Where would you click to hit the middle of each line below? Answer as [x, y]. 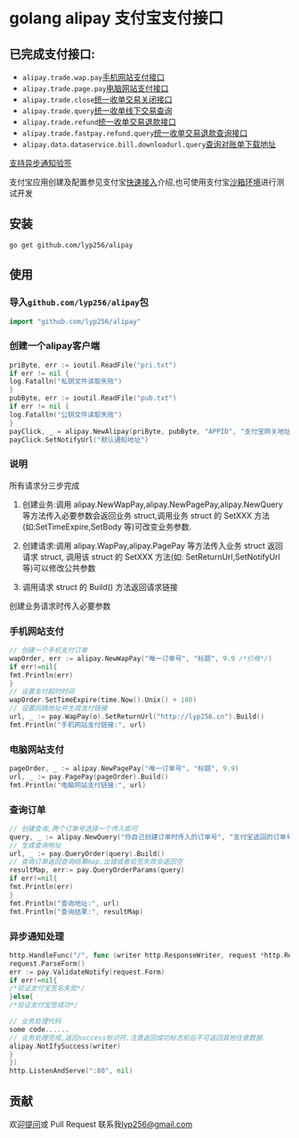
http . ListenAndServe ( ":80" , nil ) [71, 1071]
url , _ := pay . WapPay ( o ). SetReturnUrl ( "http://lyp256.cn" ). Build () [137, 717]
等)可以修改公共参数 [59, 568]
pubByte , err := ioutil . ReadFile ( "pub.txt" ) [93, 398]
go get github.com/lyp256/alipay [71, 245]
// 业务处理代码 [35, 1022]
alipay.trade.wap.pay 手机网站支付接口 [93, 77]
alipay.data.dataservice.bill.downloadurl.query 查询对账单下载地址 [149, 144]
